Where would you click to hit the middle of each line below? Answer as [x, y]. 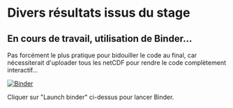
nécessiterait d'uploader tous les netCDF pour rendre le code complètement [117, 63]
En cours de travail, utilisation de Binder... [100, 39]
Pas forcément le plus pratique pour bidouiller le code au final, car [102, 55]
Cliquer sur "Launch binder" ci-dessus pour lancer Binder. [91, 97]
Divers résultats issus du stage [99, 13]
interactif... [23, 70]
